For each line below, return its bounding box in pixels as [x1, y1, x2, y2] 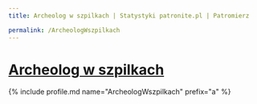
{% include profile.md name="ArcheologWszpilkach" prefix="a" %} [8, 87, 231, 97]
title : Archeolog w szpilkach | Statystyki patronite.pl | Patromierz [8, 11, 250, 20]
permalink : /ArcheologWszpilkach [8, 26, 120, 34]
